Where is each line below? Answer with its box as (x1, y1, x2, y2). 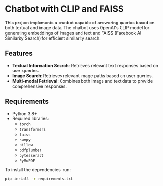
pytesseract (19, 153, 44, 158)
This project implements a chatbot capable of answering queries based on (5, 20, 155, 25)
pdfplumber (19, 148, 42, 153)
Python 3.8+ (12, 110, 38, 116)
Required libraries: (12, 116, 49, 121)
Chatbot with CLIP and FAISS (5, 3, 124, 15)
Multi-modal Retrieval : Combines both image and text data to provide (12, 78, 153, 84)
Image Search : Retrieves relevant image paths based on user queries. (12, 72, 153, 79)
